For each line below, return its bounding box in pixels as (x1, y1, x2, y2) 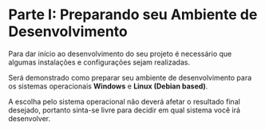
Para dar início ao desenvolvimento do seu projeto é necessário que (8, 49, 232, 58)
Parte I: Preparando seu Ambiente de (8, 6, 258, 24)
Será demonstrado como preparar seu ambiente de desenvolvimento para (8, 73, 252, 82)
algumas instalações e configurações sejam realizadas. (8, 57, 190, 67)
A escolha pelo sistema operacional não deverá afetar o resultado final (8, 97, 241, 106)
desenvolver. (8, 113, 50, 123)
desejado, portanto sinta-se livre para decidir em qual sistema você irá (8, 105, 241, 115)
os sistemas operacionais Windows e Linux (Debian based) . (8, 81, 208, 91)
